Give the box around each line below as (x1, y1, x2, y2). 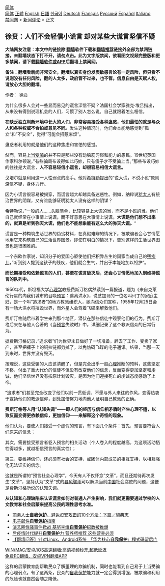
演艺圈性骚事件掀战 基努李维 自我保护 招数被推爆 (12, 524, 109, 530)
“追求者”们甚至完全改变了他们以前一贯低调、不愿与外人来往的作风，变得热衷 (5, 390, 160, 395)
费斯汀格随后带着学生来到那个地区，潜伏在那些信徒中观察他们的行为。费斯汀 (5, 315, 160, 321)
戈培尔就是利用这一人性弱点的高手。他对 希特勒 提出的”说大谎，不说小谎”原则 (5, 174, 160, 180)
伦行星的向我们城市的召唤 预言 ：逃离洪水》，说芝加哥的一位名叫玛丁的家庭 (5, 292, 154, 298)
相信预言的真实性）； (35, 446, 76, 451)
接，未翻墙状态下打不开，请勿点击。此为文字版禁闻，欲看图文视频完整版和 (5, 53, 156, 58)
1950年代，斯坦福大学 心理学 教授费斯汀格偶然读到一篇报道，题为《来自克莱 (5, 286, 157, 292)
